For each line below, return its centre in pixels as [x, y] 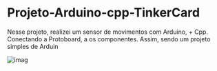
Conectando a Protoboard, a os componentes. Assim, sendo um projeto [109, 39]
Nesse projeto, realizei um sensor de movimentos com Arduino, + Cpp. [108, 32]
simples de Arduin [33, 46]
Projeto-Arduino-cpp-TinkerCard [104, 13]
